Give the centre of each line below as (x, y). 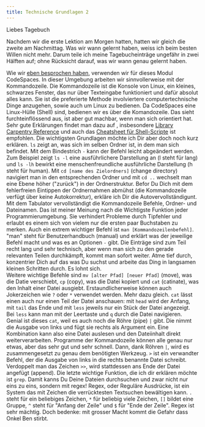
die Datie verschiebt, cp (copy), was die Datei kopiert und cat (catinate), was (102, 281)
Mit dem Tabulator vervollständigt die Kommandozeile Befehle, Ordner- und (102, 203)
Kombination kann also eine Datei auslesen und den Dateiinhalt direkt (94, 333)
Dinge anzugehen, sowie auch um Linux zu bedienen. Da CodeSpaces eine (101, 106)
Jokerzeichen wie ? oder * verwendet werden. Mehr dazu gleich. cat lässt (99, 294)
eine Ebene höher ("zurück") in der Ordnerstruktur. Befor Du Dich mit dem (100, 183)
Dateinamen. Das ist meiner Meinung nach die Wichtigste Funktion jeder (97, 210)
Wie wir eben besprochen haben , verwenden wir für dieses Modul (90, 73)
